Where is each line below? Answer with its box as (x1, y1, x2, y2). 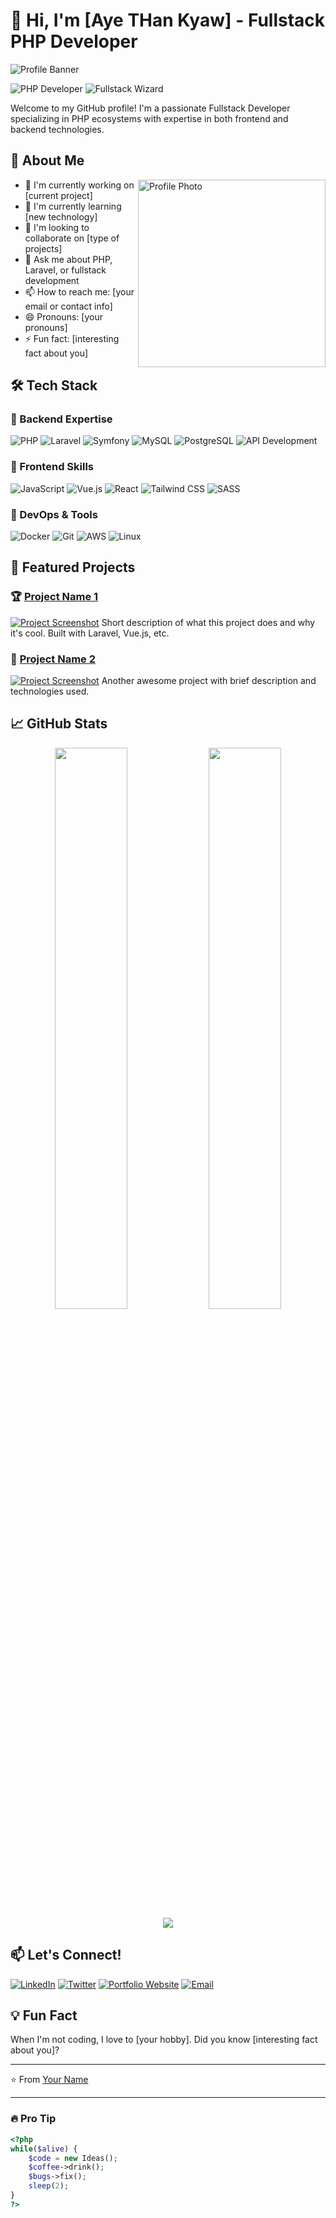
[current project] (24, 189, 93, 201)
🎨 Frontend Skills (10, 460, 94, 474)
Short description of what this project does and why (101, 616, 316, 628)
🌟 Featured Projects (10, 559, 136, 576)
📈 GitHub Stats (10, 715, 108, 733)
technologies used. (10, 685, 90, 698)
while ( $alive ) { (10, 2144, 78, 2154)
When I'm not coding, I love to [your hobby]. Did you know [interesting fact (10, 2034, 318, 2046)
